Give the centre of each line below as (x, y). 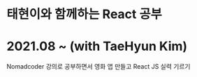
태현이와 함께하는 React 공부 (84, 14)
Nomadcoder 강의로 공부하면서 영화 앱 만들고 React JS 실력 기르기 (98, 67)
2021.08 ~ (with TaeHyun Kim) (97, 46)
